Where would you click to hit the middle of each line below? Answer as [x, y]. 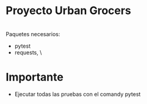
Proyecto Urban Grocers [69, 11]
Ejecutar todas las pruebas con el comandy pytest [77, 94]
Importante [34, 77]
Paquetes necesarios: [33, 34]
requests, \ [28, 52]
